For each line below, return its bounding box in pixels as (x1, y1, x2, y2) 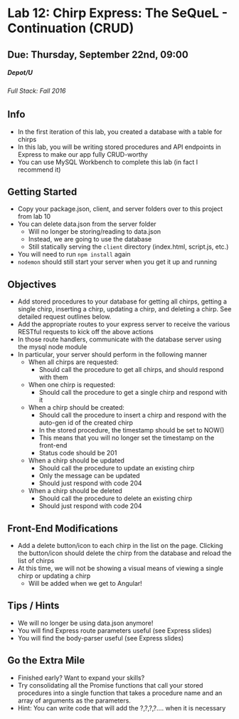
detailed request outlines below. (17, 312, 112, 321)
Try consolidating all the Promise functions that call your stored (17, 681, 203, 689)
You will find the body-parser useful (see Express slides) (17, 633, 184, 642)
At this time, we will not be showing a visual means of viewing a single (17, 564, 224, 573)
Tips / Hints (7, 600, 60, 612)
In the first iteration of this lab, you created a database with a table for (17, 127, 223, 136)
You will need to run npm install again (17, 250, 131, 259)
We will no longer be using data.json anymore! (17, 619, 154, 627)
